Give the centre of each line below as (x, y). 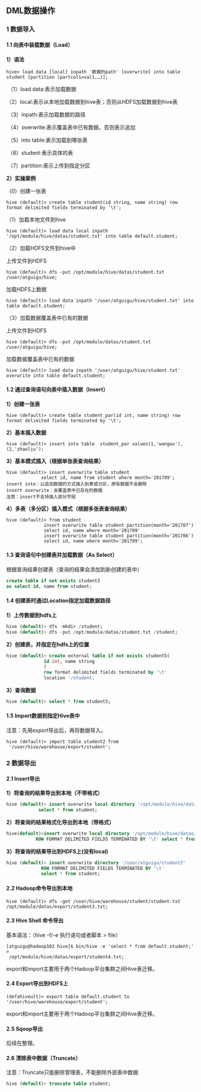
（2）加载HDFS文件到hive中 (41, 248)
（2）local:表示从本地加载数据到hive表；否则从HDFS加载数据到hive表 (92, 101)
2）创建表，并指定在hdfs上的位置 (48, 644)
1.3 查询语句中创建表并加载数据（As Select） (62, 555)
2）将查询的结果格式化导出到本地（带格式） (60, 822)
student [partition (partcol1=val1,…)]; (57, 77)
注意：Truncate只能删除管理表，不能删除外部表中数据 (72, 1072)
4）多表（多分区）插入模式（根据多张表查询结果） (68, 508)
